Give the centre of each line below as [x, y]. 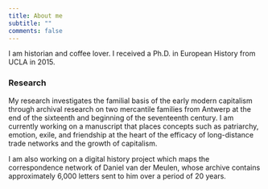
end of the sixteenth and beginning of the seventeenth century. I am [121, 117]
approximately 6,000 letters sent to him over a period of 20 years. [118, 176]
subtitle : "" [30, 23]
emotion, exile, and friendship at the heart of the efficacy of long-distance [131, 134]
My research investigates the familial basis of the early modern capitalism [130, 101]
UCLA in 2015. [32, 62]
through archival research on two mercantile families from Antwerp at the [130, 109]
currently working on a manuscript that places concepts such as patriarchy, [134, 126]
